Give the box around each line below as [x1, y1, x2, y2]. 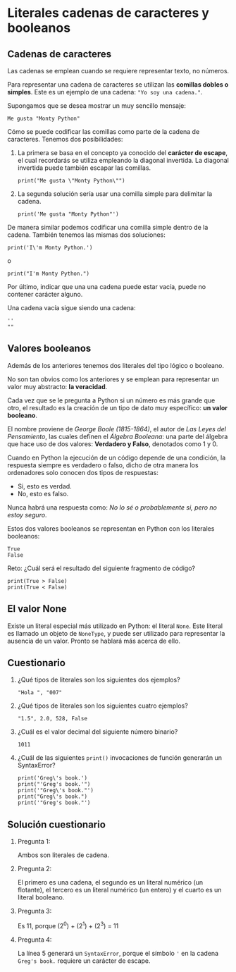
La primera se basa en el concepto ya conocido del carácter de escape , [17, 149, 228, 156]
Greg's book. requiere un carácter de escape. [17, 956, 151, 965]
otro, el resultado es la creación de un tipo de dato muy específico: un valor [7, 403, 228, 412]
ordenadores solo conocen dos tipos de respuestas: [7, 468, 159, 476]
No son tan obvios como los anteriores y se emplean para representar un [7, 375, 220, 383]
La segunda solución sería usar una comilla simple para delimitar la [17, 190, 213, 198]
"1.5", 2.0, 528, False [17, 715, 88, 722]
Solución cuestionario [7, 818, 106, 830]
